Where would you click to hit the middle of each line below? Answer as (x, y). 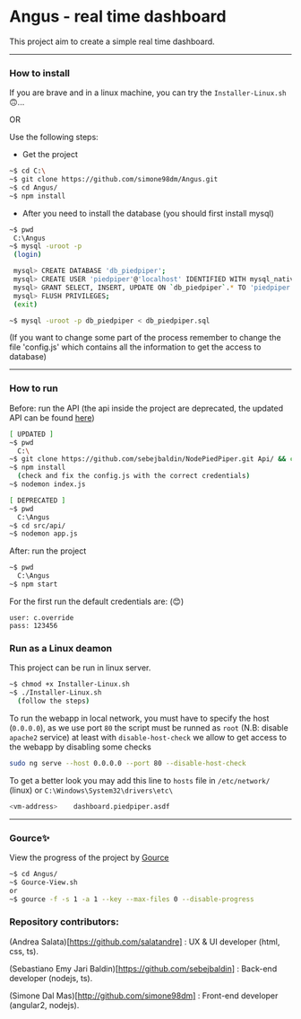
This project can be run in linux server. (80, 668)
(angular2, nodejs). (44, 1005)
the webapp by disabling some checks (81, 747)
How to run (34, 388)
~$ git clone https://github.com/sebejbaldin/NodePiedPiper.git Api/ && (148, 459)
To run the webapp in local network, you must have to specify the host (139, 718)
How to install (39, 73)
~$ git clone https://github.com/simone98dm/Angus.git (114, 180)
